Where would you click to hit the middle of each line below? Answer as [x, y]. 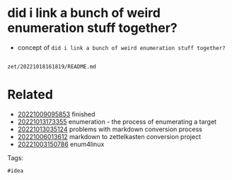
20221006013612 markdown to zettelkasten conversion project [109, 136]
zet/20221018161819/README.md [52, 66]
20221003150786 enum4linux [61, 144]
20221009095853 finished [56, 114]
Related [30, 95]
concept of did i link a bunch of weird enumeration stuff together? [121, 47]
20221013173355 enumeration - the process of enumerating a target [117, 121]
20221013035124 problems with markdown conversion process [110, 129]
